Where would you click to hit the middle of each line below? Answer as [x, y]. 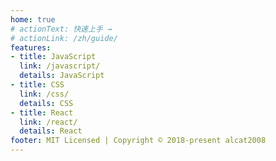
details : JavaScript [62, 76]
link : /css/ [44, 94]
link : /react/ [48, 122]
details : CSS [46, 103]
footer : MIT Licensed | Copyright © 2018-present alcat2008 [138, 141]
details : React [51, 131]
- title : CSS [37, 85]
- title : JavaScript [53, 57]
